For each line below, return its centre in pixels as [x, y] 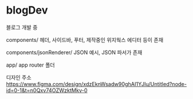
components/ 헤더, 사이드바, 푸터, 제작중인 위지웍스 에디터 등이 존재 [85, 39]
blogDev [27, 10]
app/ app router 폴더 [31, 65]
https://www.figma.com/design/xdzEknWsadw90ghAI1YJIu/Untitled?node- [96, 84]
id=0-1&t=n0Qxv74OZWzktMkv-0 [47, 90]
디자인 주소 [19, 77]
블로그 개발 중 [22, 27]
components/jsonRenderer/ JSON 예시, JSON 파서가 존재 [74, 52]
